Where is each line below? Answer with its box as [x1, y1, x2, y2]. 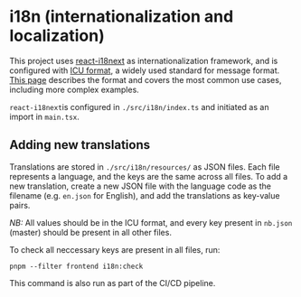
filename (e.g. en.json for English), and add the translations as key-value [9, 190, 280, 200]
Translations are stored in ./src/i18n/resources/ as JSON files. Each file [9, 161, 280, 172]
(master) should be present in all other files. [9, 227, 172, 237]
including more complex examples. [9, 84, 140, 95]
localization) [9, 25, 106, 46]
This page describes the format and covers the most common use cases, [9, 74, 282, 85]
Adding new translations [9, 137, 151, 153]
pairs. [9, 200, 31, 210]
